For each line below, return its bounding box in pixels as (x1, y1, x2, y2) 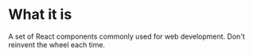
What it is (8, 6, 72, 24)
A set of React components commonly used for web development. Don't (8, 32, 245, 41)
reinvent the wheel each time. (8, 39, 106, 49)
